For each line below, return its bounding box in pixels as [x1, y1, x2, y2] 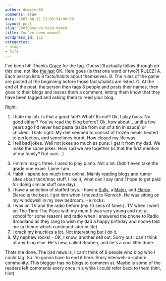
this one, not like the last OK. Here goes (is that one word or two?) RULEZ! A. [5, 68, 162, 74]
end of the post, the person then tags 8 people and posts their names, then [5, 84, 159, 90]
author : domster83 [5, 7, 43, 12]
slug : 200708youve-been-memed [5, 26, 68, 31]
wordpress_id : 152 [5, 35, 43, 40]
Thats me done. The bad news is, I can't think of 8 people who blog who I [5, 249, 155, 255]
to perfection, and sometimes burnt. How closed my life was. [12, 135, 137, 141]
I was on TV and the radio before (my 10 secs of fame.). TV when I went [12, 202, 160, 208]
